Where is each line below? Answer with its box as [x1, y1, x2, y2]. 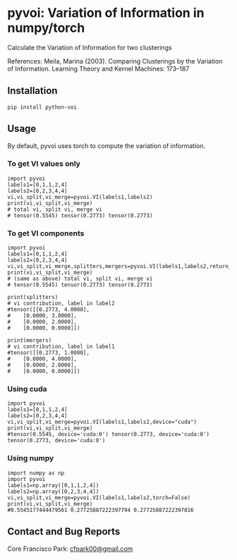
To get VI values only [7, 159, 81, 169]
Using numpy [7, 454, 54, 463]
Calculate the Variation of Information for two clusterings [7, 43, 172, 51]
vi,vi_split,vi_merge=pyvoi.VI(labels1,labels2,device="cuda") [7, 418, 197, 426]
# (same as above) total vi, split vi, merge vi [7, 275, 153, 283]
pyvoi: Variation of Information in [7, 5, 205, 21]
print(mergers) [7, 337, 52, 344]
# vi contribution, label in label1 [7, 343, 115, 351]
